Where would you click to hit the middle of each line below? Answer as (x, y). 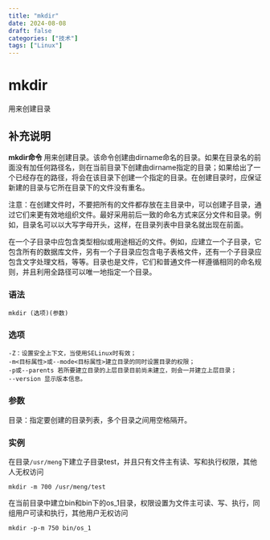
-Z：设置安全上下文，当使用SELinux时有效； (72, 354)
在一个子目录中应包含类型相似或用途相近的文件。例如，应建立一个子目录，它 (135, 241)
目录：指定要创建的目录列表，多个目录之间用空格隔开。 (100, 419)
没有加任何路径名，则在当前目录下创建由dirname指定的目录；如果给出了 (135, 167)
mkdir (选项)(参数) (39, 313)
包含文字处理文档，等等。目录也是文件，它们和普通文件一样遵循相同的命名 (131, 261)
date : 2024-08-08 (37, 23)
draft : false (30, 31)
